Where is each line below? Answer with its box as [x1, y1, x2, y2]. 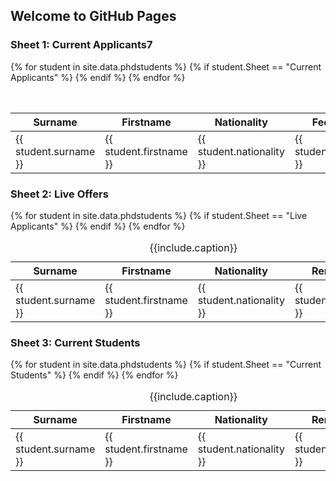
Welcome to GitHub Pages [10, 8, 177, 25]
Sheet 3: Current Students [10, 335, 141, 349]
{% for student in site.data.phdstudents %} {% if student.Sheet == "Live [10, 209, 308, 221]
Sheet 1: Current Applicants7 [10, 38, 153, 52]
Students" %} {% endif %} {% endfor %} [10, 369, 179, 381]
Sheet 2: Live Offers [10, 187, 109, 201]
